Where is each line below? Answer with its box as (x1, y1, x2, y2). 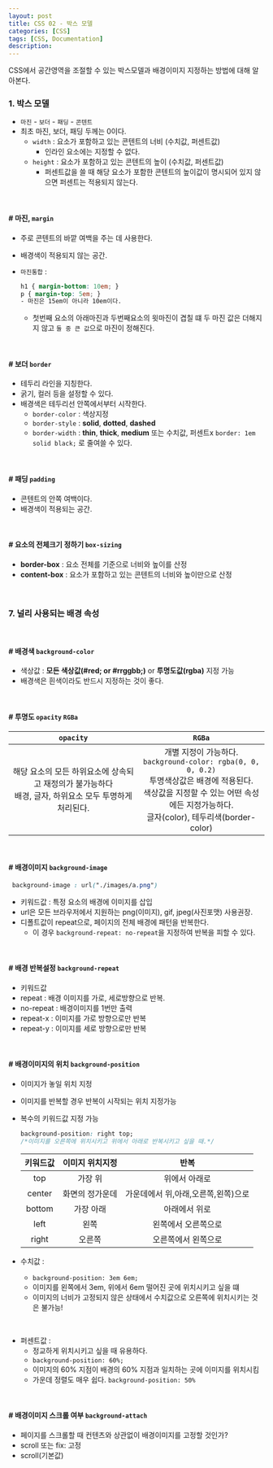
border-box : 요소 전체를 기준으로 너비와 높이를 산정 (19, 559, 188, 569)
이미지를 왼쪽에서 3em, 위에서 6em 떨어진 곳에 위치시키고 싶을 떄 (32, 1282, 240, 1292)
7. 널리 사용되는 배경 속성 (8, 608, 100, 619)
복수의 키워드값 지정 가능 (19, 1113, 99, 1123)
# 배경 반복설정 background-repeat (8, 963, 120, 973)
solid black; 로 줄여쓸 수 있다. (32, 438, 132, 448)
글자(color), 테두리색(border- (146, 811, 256, 822)
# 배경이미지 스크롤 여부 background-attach (8, 1410, 148, 1420)
